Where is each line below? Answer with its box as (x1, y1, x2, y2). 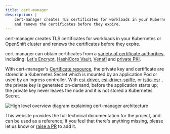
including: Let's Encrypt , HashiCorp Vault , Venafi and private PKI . (5, 56, 141, 62)
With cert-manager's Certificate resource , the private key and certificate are (5, 66, 164, 72)
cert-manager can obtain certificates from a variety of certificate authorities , (5, 51, 165, 57)
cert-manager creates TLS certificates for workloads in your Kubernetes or (5, 36, 162, 42)
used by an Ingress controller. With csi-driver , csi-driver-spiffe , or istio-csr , (5, 77, 163, 83)
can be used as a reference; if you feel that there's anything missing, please (5, 118, 163, 124)
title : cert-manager (5, 7, 49, 13)
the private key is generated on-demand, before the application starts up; (5, 82, 158, 88)
